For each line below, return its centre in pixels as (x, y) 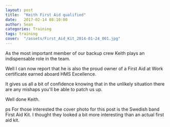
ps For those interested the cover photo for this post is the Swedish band (82, 109)
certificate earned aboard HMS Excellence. (51, 74)
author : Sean (19, 24)
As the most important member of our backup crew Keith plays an (75, 53)
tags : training (22, 34)
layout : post (19, 10)
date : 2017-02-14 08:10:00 (36, 19)
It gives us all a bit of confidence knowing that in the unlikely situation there (85, 84)
